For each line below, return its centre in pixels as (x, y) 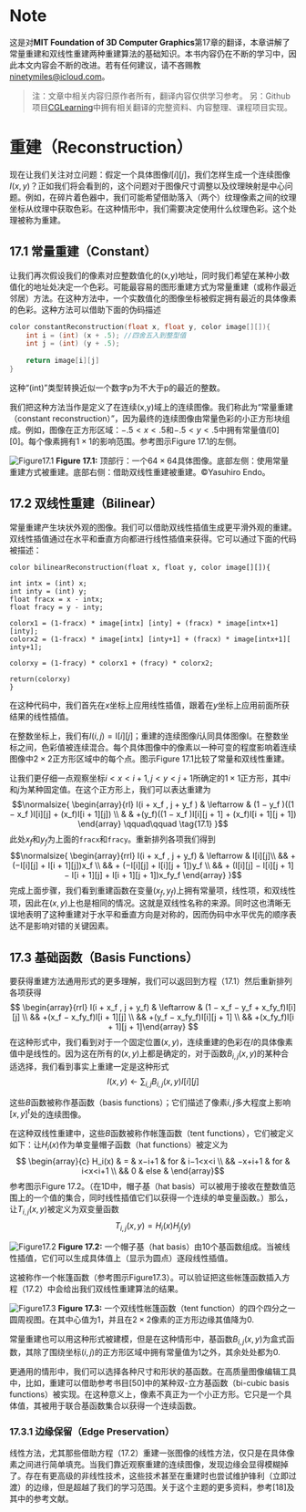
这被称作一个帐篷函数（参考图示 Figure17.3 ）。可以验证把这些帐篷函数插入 (146, 1277)
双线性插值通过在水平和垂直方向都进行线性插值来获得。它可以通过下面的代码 (153, 538)
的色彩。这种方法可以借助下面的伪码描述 (85, 309)
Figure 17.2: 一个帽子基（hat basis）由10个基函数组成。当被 (170, 1247)
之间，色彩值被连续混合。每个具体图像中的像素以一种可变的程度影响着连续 (157, 747)
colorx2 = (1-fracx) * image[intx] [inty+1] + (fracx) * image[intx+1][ (150, 639)
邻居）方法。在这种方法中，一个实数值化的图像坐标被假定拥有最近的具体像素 (153, 298)
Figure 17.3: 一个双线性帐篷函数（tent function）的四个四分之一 (177, 1308)
